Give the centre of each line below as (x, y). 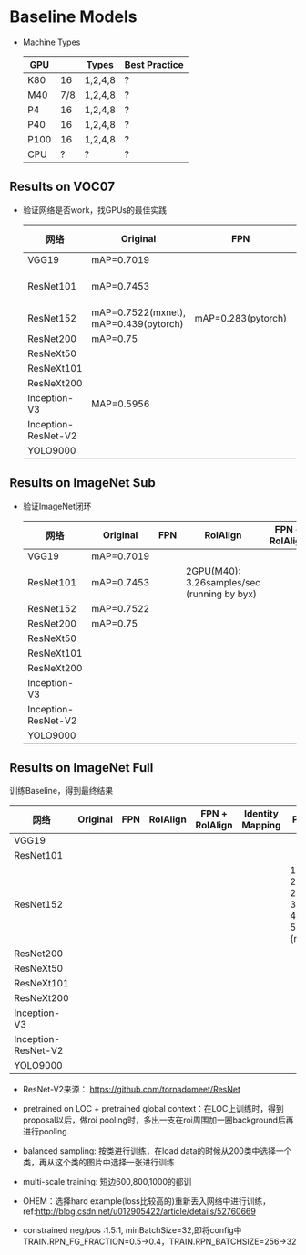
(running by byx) (221, 594)
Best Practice (154, 64)
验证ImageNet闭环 (57, 506)
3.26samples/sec (223, 582)
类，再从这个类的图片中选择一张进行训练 (98, 1163)
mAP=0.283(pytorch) (240, 318)
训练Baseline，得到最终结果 (61, 791)
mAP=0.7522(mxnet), (138, 312)
